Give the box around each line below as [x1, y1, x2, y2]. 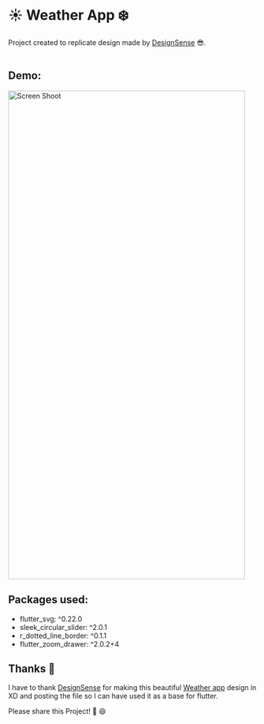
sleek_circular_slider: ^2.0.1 [19, 622, 108, 632]
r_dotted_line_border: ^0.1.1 [19, 631, 107, 640]
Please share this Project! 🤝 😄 [8, 707, 106, 716]
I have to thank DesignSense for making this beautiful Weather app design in [8, 683, 257, 692]
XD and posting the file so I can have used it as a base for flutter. [8, 692, 218, 701]
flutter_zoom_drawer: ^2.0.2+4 [19, 639, 120, 648]
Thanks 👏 [8, 662, 56, 675]
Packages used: [8, 593, 89, 606]
